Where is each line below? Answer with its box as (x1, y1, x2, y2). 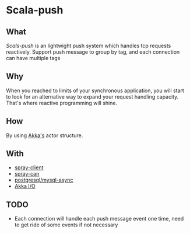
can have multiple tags (6, 55, 61, 61)
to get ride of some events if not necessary (14, 221, 118, 228)
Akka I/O (14, 183, 36, 190)
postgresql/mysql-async (14, 176, 73, 184)
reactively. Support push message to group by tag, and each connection (6, 48, 180, 55)
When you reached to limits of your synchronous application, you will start (6, 87, 185, 94)
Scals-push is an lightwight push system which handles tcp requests (6, 42, 171, 49)
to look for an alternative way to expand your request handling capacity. (6, 93, 179, 100)
